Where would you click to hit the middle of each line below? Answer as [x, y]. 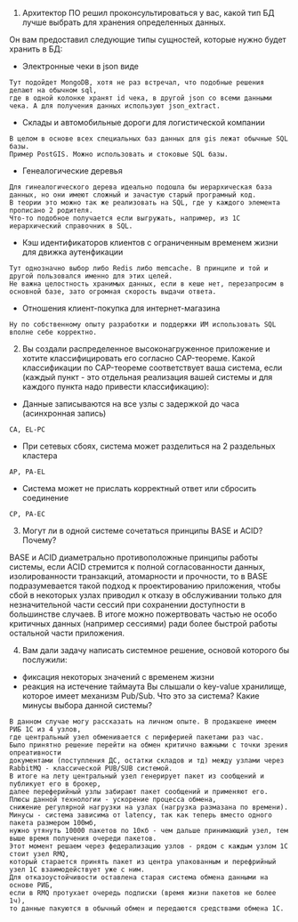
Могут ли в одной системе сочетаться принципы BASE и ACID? [142, 530]
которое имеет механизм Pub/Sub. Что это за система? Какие [141, 696]
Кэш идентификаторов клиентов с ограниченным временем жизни [150, 243]
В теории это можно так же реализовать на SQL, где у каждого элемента [145, 203]
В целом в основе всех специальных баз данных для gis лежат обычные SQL [149, 139]
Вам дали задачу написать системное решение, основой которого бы [156, 650]
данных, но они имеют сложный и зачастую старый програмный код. [133, 195]
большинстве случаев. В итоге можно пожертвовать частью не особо [143, 614]
